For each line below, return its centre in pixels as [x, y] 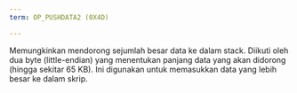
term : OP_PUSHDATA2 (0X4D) [59, 17]
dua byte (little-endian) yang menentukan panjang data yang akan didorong [148, 59]
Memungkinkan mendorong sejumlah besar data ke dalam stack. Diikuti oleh [149, 50]
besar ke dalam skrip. [49, 78]
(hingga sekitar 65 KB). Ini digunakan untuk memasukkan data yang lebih [143, 69]
